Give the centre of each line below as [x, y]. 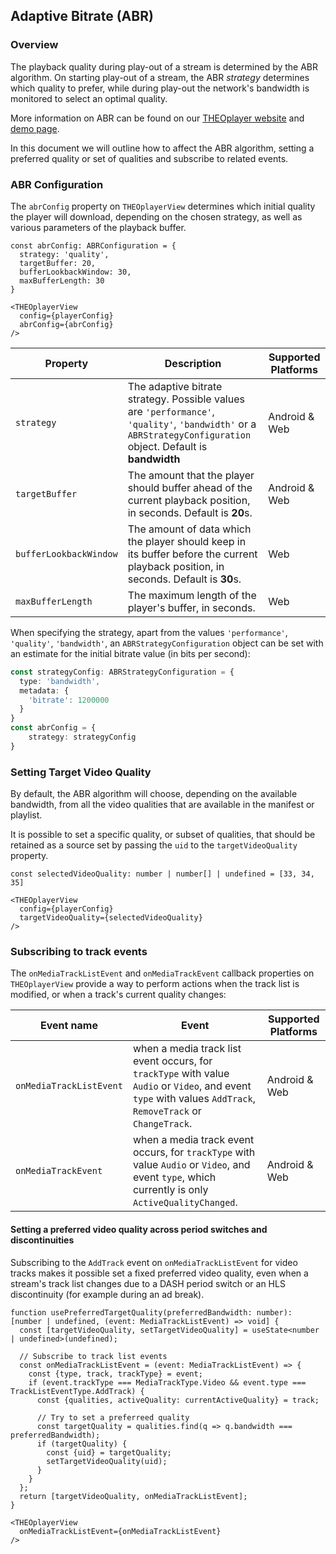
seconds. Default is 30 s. [184, 579]
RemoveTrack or [167, 1111]
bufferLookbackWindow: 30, [75, 272]
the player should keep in [187, 541]
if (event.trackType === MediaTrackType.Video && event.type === [167, 1382]
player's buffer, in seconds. [191, 607]
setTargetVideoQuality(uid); [107, 1461]
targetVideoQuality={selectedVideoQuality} [111, 918]
